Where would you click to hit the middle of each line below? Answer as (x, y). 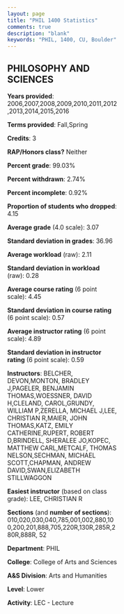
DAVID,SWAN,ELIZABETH (44, 470)
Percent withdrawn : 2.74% (46, 179)
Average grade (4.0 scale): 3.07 (53, 227)
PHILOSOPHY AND (49, 68)
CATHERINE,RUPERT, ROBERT (51, 433)
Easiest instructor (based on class (57, 491)
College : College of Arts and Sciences (62, 561)
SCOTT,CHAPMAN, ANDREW (49, 462)
